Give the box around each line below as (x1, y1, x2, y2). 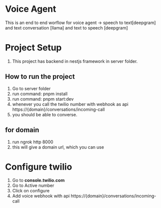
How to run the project (5, 73, 75, 81)
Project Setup (5, 42, 62, 53)
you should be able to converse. (12, 111, 78, 117)
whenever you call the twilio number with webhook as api (12, 101, 129, 107)
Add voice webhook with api (12, 193, 70, 199)
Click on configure (12, 188, 50, 194)
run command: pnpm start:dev (12, 96, 74, 102)
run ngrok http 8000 (12, 139, 54, 145)
